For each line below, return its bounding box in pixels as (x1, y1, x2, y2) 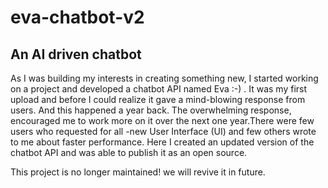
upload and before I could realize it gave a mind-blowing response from (10, 94, 306, 105)
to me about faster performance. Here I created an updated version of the (10, 136, 315, 148)
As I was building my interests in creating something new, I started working (10, 72, 319, 84)
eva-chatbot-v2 (10, 6, 145, 29)
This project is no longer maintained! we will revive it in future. (10, 166, 266, 178)
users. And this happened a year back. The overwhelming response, (10, 104, 292, 116)
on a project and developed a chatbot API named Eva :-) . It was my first (10, 83, 308, 95)
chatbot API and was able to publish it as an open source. (10, 147, 248, 158)
